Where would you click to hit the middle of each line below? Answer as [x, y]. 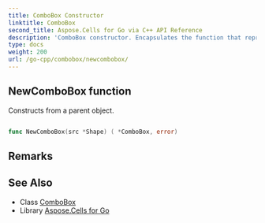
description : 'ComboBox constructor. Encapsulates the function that [125, 37]
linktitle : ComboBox [42, 23]
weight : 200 [28, 52]
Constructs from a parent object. [61, 110]
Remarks [31, 156]
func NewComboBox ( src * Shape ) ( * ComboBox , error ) [93, 132]
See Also [30, 183]
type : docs [26, 45]
